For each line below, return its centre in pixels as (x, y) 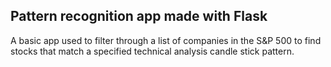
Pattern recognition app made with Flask (139, 16)
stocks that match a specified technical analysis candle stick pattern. (152, 51)
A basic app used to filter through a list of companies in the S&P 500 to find (166, 40)
